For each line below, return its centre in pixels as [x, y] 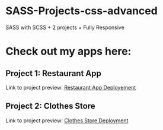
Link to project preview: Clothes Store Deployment [67, 121]
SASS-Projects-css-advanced [81, 11]
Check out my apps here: [68, 51]
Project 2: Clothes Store [50, 106]
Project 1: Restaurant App [53, 73]
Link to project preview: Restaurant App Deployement [71, 87]
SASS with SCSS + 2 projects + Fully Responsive [65, 27]
